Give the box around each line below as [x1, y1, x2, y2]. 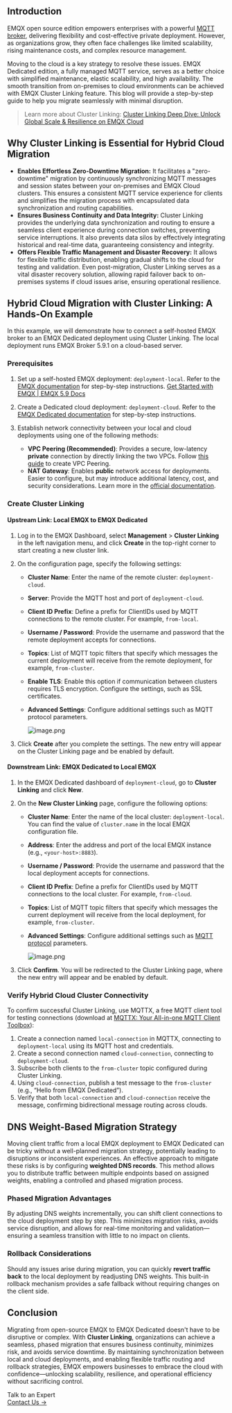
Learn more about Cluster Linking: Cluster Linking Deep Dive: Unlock [24, 110, 221, 118]
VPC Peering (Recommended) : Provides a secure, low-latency [27, 444, 208, 453]
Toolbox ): [7, 1021, 35, 1030]
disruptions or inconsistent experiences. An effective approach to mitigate [7, 1154, 219, 1162]
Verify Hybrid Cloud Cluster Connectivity [7, 990, 149, 1000]
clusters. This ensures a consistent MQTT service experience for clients [17, 189, 223, 197]
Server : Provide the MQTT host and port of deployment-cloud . [27, 594, 204, 602]
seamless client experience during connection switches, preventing [17, 226, 211, 234]
